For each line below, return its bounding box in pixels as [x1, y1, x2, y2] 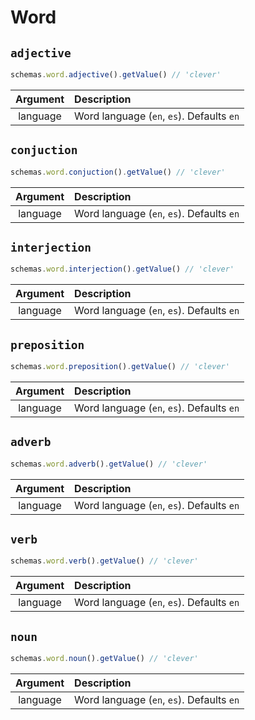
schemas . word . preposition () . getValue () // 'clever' [10, 362, 230, 372]
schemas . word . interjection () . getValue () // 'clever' [10, 264, 235, 275]
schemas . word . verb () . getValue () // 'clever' [10, 556, 199, 566]
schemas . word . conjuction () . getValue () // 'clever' [10, 167, 226, 177]
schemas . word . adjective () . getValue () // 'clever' [10, 70, 222, 80]
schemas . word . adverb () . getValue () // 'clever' [10, 459, 208, 469]
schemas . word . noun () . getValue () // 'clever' [10, 654, 199, 664]
